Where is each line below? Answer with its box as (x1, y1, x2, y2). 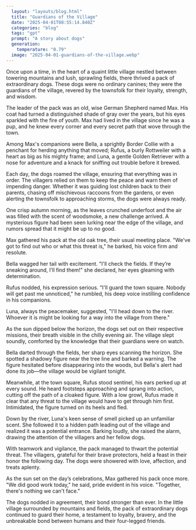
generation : (11, 41, 41, 47)
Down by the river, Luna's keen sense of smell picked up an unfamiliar (6, 415, 175, 422)
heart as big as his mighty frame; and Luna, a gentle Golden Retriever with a (6, 153, 190, 160)
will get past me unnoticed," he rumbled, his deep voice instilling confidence (6, 290, 190, 297)
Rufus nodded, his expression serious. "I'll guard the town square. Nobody (6, 284, 186, 291)
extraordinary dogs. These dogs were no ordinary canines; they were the (6, 80, 183, 88)
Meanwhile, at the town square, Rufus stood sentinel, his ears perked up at (6, 379, 187, 386)
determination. (6, 272, 42, 279)
